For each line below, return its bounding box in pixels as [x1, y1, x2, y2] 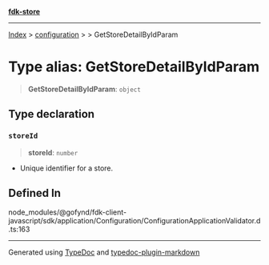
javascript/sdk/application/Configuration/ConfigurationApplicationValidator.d [8, 216, 261, 226]
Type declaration [8, 107, 94, 121]
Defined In [8, 187, 62, 200]
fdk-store [8, 7, 41, 16]
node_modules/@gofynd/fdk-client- [8, 207, 126, 217]
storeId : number [27, 147, 78, 157]
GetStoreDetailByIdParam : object [27, 84, 142, 94]
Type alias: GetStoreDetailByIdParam [8, 58, 260, 76]
